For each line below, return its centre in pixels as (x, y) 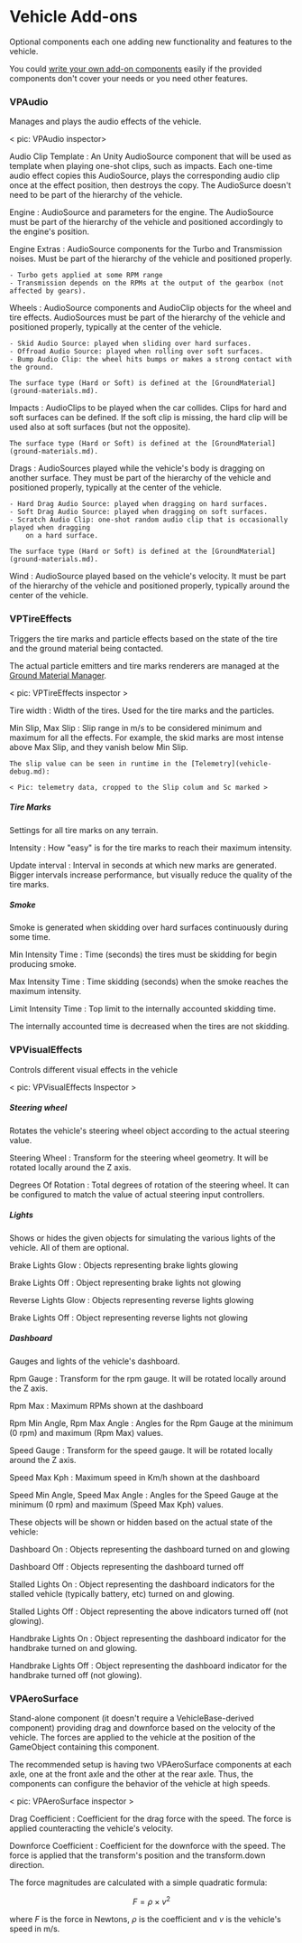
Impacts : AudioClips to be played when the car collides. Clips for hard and (148, 408)
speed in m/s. (35, 1929)
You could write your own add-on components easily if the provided (136, 69)
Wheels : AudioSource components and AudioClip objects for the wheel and (151, 308)
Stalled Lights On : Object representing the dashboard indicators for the (142, 1584)
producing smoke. (43, 964)
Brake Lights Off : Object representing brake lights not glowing (125, 1282)
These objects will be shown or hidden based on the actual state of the (141, 1522)
